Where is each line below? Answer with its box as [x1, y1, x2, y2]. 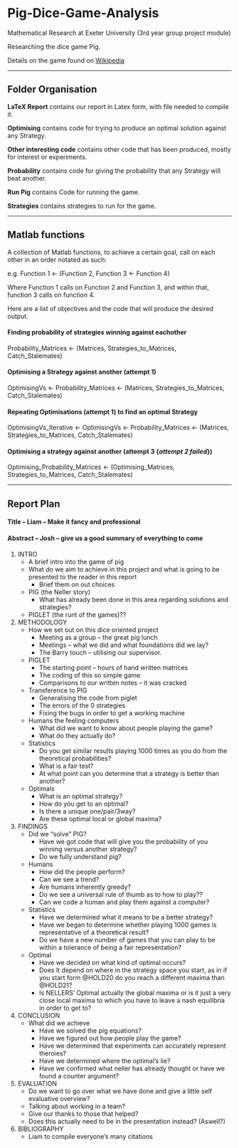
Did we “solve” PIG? [28, 829, 87, 838]
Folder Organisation [7, 83, 97, 95]
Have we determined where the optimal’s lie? [38, 1056, 171, 1065]
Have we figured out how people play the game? [38, 1033, 181, 1042]
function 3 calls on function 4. [7, 290, 95, 299]
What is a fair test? [38, 762, 94, 770]
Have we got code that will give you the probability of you [38, 837, 208, 846]
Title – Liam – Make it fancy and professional [7, 517, 141, 526]
